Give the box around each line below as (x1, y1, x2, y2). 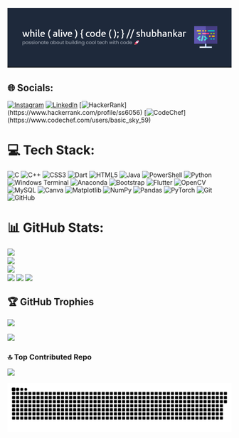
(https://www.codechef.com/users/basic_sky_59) (7, 116, 152, 125)
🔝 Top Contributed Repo (7, 352, 92, 362)
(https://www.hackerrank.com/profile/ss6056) (7, 108, 143, 117)
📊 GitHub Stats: (7, 220, 105, 236)
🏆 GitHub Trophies (7, 296, 95, 308)
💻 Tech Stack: (7, 142, 95, 158)
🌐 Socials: (7, 81, 54, 93)
